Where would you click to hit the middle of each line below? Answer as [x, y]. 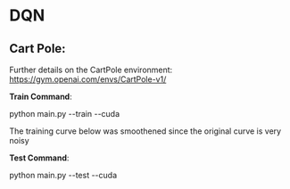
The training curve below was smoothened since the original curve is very [145, 131]
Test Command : [39, 158]
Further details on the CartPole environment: [91, 70]
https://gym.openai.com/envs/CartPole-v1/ [88, 79]
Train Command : [41, 96]
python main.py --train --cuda [65, 114]
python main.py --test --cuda [63, 175]
